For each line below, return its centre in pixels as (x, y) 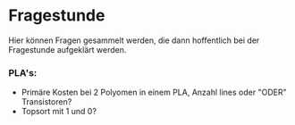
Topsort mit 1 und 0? (59, 112)
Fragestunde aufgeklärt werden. (67, 49)
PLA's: (23, 72)
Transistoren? (46, 102)
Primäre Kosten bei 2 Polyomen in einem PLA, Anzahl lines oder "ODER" (154, 92)
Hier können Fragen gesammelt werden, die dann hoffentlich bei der (134, 40)
